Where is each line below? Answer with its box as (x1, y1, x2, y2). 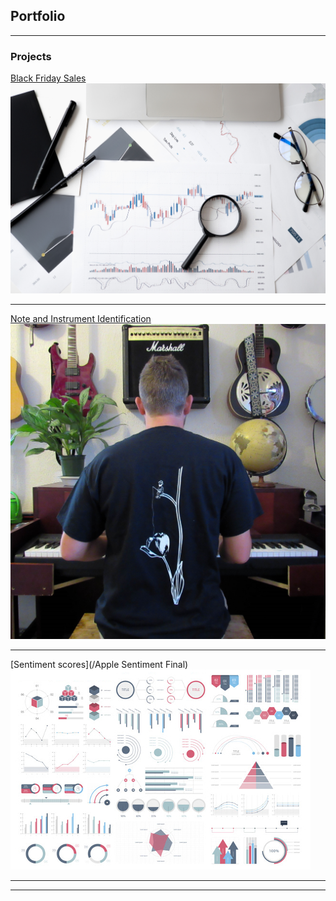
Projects (10, 49, 52, 63)
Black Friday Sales (10, 72, 87, 84)
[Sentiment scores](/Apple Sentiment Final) (10, 658, 189, 670)
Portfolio (10, 8, 66, 25)
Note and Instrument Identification (10, 313, 152, 325)
